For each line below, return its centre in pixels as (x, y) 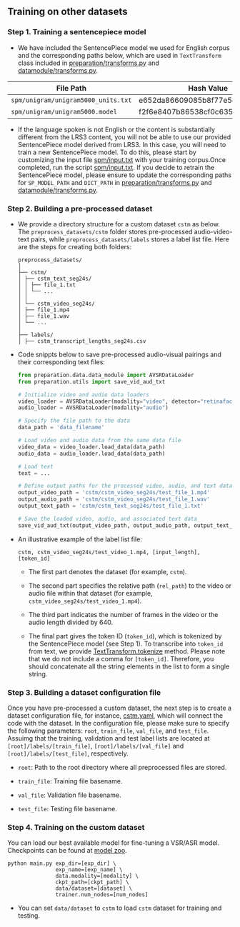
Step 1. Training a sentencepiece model (77, 32)
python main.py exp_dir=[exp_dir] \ (62, 863)
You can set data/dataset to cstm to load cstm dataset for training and (120, 908)
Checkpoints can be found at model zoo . (67, 851)
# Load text (35, 466)
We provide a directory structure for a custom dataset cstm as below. (119, 224)
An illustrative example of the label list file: (80, 539)
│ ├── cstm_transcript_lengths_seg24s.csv (82, 341)
